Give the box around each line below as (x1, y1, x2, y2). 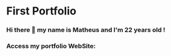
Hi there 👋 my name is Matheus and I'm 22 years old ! (6, 26, 166, 34)
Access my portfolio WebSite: (6, 42, 96, 51)
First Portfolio (6, 4, 77, 18)
